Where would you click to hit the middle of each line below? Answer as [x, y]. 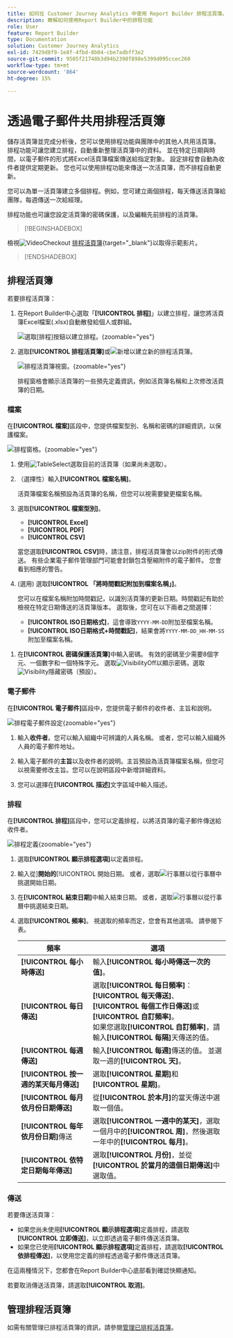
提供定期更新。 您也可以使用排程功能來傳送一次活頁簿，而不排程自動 [117, 168]
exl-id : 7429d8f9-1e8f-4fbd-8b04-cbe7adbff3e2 [76, 53]
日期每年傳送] [50, 1171]
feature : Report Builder [43, 33]
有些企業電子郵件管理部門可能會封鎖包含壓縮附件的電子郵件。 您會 [126, 560]
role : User [23, 26]
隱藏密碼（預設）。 [74, 671]
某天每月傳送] [57, 1085]
